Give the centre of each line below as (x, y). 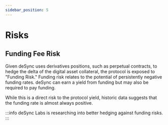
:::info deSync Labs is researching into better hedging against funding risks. (84, 113)
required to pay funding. (30, 87)
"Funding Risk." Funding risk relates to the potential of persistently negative (84, 77)
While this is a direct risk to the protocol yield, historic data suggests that (81, 98)
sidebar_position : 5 (27, 10)
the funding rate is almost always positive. (49, 103)
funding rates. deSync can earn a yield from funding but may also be (77, 82)
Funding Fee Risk (33, 54)
